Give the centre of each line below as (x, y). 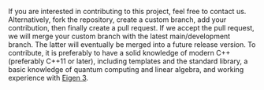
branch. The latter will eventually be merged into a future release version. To (132, 45)
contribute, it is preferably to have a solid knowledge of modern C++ (119, 53)
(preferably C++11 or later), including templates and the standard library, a (128, 61)
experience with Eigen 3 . (48, 78)
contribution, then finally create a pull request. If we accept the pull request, (131, 28)
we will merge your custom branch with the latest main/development (119, 36)
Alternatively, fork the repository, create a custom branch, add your (117, 20)
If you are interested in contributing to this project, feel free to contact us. (127, 11)
